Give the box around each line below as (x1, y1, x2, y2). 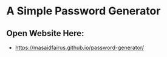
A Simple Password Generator (6, 4, 161, 18)
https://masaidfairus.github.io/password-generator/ (15, 44, 145, 51)
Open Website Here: (6, 28, 84, 38)
